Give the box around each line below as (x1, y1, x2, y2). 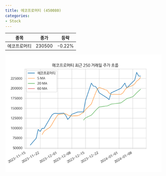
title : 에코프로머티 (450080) (5, 8, 62, 13)
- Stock (5, 18, 21, 23)
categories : (5, 13, 30, 18)
